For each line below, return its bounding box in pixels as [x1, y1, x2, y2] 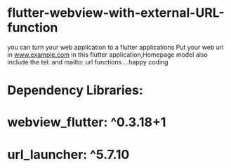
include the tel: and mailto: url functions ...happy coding [7, 57, 169, 66]
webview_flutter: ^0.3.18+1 [7, 114, 166, 130]
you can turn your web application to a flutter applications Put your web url [7, 43, 224, 51]
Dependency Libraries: [7, 83, 144, 99]
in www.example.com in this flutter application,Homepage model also [7, 50, 209, 59]
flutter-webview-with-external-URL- [7, 5, 225, 21]
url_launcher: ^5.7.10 [7, 146, 130, 162]
